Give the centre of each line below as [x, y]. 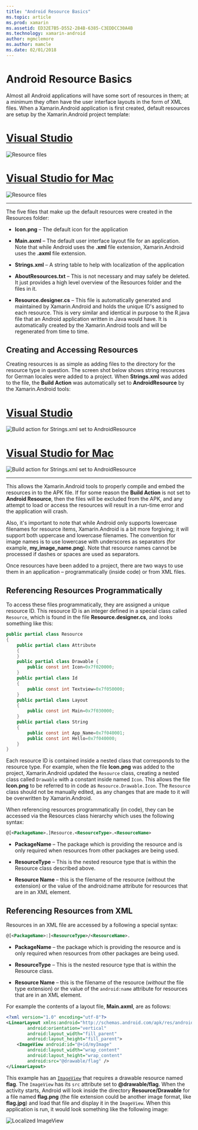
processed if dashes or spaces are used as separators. [73, 554]
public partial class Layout [52, 700]
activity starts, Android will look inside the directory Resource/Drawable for [98, 1090]
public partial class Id [47, 678]
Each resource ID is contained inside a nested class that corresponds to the [98, 761]
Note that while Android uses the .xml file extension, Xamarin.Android [99, 247]
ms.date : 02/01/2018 [32, 50]
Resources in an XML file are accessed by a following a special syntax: [92, 925]
